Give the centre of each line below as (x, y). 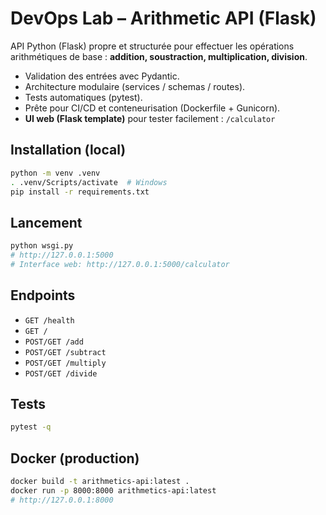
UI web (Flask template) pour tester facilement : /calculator (150, 118)
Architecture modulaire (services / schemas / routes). (135, 86)
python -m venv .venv (55, 173)
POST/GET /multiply (65, 363)
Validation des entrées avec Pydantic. (102, 76)
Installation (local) (68, 150)
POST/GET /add (54, 342)
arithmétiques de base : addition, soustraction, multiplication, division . (159, 56)
